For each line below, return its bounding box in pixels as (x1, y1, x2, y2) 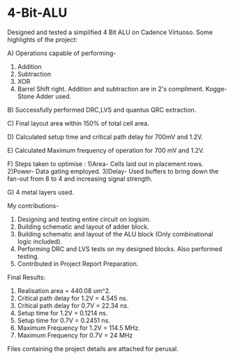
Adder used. (36, 92, 72, 100)
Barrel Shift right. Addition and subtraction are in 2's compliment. (17, 84, 204, 93)
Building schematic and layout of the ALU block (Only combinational (17, 230, 213, 238)
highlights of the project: (7, 35, 78, 43)
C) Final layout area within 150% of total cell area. (7, 119, 150, 127)
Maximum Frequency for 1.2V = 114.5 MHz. (17, 323, 141, 332)
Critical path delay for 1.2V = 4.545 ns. (17, 294, 128, 302)
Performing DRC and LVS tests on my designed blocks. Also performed (17, 244, 223, 253)
